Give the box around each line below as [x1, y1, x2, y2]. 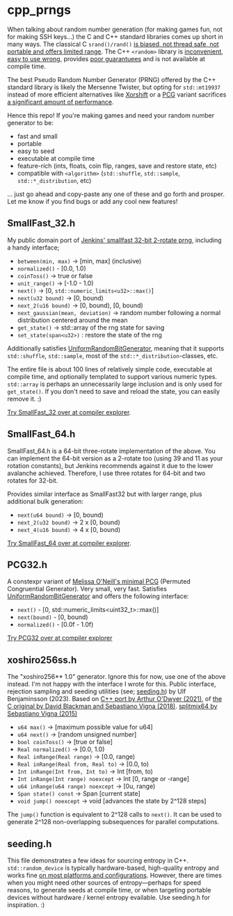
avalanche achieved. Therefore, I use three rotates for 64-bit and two [7, 469, 206, 477]
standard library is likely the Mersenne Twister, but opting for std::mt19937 [7, 83, 221, 91]
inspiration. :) [7, 901, 45, 909]
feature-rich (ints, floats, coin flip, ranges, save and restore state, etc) [17, 161, 217, 170]
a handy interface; [7, 243, 60, 252]
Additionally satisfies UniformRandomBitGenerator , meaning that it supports [7, 344, 225, 353]
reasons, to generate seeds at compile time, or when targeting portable [7, 886, 211, 894]
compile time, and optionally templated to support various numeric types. [7, 372, 218, 380]
